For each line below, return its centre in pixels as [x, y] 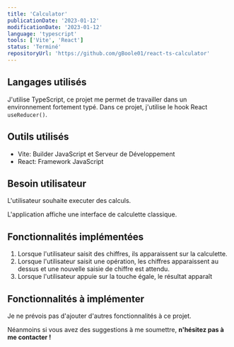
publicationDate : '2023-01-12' [53, 21]
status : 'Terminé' [34, 47]
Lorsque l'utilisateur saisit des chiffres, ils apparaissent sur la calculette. [122, 254]
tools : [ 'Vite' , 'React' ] [45, 40]
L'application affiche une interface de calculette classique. [92, 214]
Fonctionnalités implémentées [76, 237]
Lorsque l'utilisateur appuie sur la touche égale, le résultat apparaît [115, 277]
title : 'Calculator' [38, 14]
